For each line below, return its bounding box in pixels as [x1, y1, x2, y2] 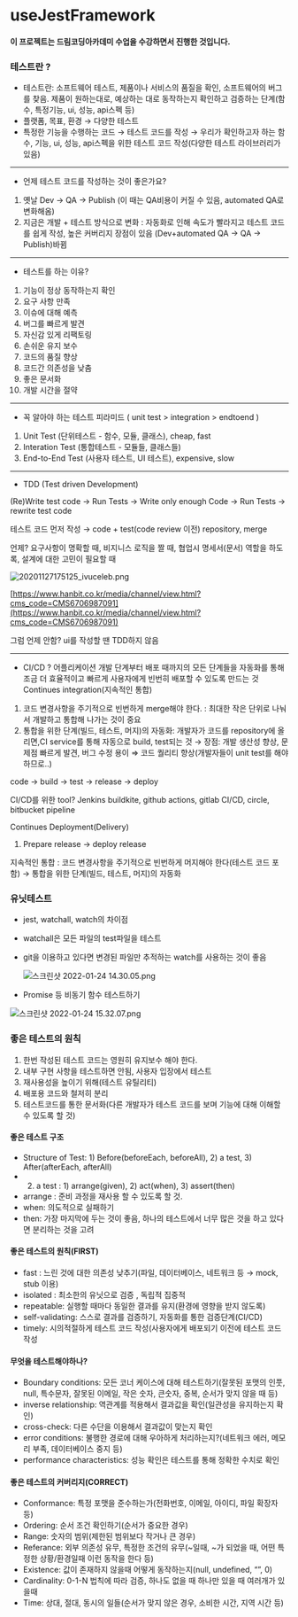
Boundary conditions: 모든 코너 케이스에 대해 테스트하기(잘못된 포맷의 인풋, [22, 1377, 286, 1388]
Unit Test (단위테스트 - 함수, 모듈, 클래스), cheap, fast [22, 431, 211, 441]
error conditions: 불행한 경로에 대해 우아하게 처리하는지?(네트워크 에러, [22, 1433, 270, 1443]
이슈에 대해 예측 [22, 307, 78, 318]
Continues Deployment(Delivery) [10, 821, 129, 833]
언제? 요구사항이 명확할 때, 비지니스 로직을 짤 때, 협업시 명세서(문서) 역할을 [10, 542, 268, 554]
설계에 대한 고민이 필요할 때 [21, 554, 117, 564]
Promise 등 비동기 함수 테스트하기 [22, 990, 141, 1000]
